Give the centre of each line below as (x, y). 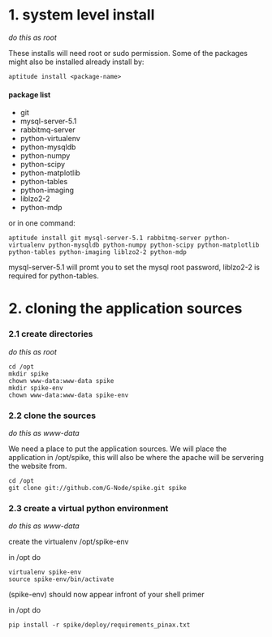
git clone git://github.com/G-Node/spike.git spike (97, 488)
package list (30, 94)
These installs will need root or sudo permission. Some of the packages (128, 53)
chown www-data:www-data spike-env (69, 395)
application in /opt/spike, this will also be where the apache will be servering (136, 457)
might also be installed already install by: (76, 62)
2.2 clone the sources (52, 415)
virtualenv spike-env (45, 572)
